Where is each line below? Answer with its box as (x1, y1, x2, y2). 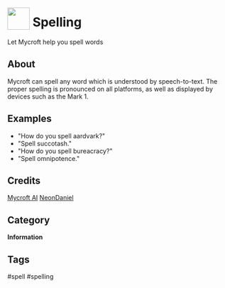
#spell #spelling (7, 272, 54, 280)
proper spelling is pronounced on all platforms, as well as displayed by (7, 84, 214, 93)
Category (7, 214, 50, 226)
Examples (7, 113, 52, 125)
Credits (7, 175, 41, 187)
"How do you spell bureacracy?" (17, 146, 113, 155)
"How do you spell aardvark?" (17, 131, 106, 140)
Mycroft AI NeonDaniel (7, 194, 74, 202)
